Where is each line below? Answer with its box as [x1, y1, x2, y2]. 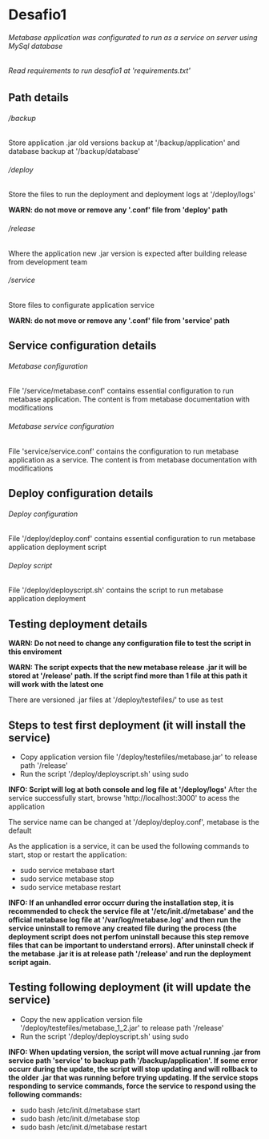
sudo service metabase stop [19, 874, 114, 883]
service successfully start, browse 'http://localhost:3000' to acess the [8, 794, 240, 803]
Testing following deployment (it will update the [8, 980, 251, 995]
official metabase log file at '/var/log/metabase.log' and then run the [8, 915, 242, 925]
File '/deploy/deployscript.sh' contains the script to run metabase [8, 585, 224, 595]
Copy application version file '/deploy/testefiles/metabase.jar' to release [19, 752, 258, 762]
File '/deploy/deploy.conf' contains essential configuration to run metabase [8, 534, 256, 543]
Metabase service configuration [8, 422, 114, 430]
